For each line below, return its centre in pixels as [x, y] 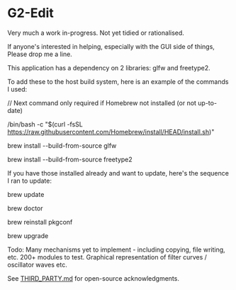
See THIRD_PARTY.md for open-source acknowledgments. [93, 278]
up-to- [208, 103]
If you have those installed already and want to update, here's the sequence [118, 173]
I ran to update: [29, 181]
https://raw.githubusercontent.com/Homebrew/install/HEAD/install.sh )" [111, 131]
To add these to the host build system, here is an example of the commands [118, 81]
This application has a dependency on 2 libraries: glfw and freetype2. [109, 68]
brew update [26, 194]
